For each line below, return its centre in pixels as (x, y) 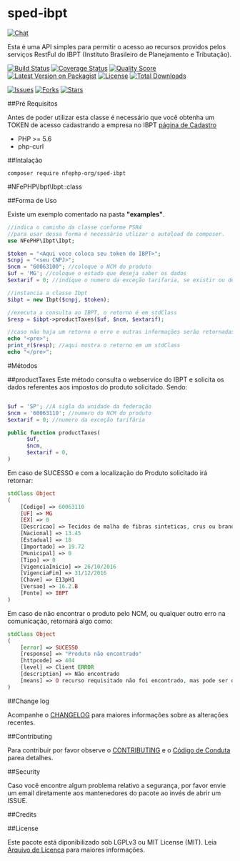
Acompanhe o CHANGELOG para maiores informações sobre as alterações (118, 715)
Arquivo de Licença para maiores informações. (76, 850)
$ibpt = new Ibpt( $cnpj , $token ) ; (59, 299)
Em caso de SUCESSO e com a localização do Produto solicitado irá (107, 472)
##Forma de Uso (32, 200)
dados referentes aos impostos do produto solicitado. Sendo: (97, 387)
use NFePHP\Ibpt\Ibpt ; (41, 241)
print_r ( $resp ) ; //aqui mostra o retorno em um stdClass (94, 345)
